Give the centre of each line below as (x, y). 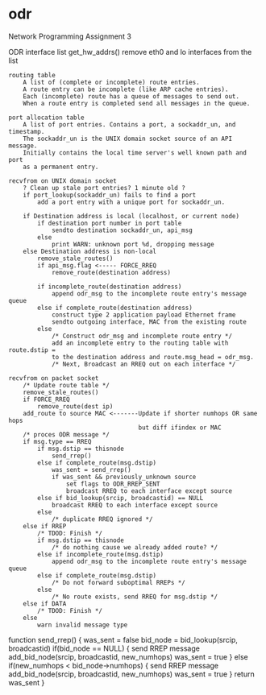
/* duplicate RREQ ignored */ (102, 519)
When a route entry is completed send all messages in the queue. (137, 103)
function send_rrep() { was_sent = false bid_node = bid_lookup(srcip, (123, 639)
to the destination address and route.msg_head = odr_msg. (152, 357)
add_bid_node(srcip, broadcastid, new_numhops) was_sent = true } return (132, 674)
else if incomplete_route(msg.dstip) (100, 554)
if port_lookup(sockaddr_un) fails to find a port (110, 195)
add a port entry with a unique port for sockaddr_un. (131, 202)
